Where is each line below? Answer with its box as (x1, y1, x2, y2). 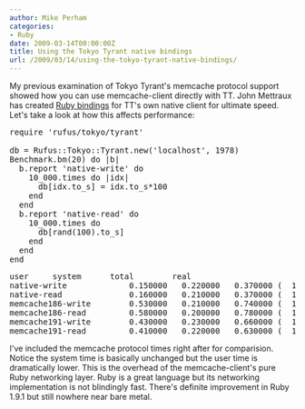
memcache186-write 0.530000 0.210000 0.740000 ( (9, 299, 283, 309)
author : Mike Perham (9, 13, 88, 23)
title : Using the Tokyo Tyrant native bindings (9, 47, 193, 56)
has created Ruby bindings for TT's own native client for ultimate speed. (9, 100, 280, 110)
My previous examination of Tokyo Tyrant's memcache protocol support (9, 81, 280, 91)
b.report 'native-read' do (18, 209, 139, 219)
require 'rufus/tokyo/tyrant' (9, 127, 144, 137)
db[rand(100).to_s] (37, 227, 125, 237)
